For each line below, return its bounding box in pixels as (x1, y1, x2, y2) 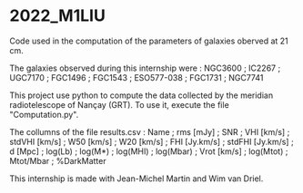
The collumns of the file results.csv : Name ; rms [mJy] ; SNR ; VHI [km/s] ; (9, 126, 290, 137)
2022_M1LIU (9, 5, 106, 26)
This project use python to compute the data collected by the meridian (9, 90, 274, 101)
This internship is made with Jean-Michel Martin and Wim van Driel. (9, 173, 264, 184)
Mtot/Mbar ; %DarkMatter (9, 155, 106, 166)
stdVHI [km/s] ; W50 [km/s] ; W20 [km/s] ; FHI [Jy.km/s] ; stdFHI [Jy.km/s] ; (9, 136, 294, 147)
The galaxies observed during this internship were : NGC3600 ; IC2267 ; (9, 63, 281, 73)
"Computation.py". (9, 109, 79, 120)
